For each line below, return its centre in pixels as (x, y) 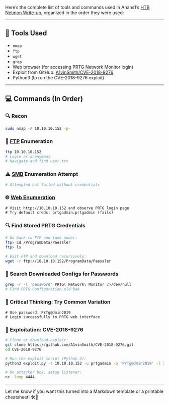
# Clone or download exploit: (37, 340)
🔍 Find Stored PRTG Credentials (45, 225)
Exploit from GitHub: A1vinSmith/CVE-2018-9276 (63, 72)
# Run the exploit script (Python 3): (46, 359)
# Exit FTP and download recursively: (46, 256)
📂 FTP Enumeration (29, 141)
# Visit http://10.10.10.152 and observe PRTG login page (67, 208)
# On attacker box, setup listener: (44, 372)
